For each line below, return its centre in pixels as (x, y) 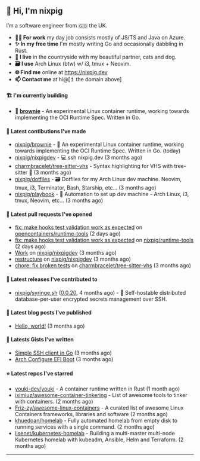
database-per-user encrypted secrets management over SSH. (91, 299)
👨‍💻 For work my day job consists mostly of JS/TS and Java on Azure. (100, 37)
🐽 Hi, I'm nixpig (35, 11)
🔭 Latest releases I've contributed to (52, 279)
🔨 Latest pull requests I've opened (49, 214)
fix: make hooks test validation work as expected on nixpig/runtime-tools (104, 240)
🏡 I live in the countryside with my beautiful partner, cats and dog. (96, 57)
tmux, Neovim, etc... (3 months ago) (59, 200)
